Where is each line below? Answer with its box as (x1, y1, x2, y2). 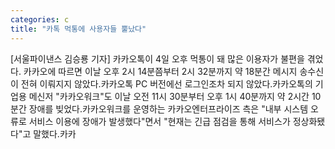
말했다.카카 (33, 127, 77, 140)
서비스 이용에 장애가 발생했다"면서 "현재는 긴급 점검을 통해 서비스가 (28, 115, 291, 127)
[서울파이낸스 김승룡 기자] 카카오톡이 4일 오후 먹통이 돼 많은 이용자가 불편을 (10, 52, 305, 65)
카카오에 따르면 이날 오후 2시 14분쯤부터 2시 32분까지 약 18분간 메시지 (23, 65, 298, 77)
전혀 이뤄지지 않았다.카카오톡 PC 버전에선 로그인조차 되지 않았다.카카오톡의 (20, 77, 313, 90)
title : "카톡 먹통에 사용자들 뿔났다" (10, 24, 147, 34)
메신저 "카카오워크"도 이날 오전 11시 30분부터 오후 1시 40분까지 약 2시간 (28, 90, 310, 102)
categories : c (10, 14, 70, 25)
